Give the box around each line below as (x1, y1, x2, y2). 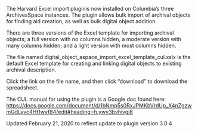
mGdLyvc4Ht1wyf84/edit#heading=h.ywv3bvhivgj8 (6, 109, 133, 115)
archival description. (6, 66, 57, 73)
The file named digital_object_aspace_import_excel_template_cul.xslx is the (6, 54, 191, 60)
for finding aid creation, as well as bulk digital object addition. (6, 18, 157, 24)
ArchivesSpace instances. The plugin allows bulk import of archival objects (6, 11, 191, 18)
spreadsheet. (6, 84, 39, 91)
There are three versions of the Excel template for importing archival (6, 29, 174, 36)
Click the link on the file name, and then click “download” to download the (6, 78, 188, 85)
